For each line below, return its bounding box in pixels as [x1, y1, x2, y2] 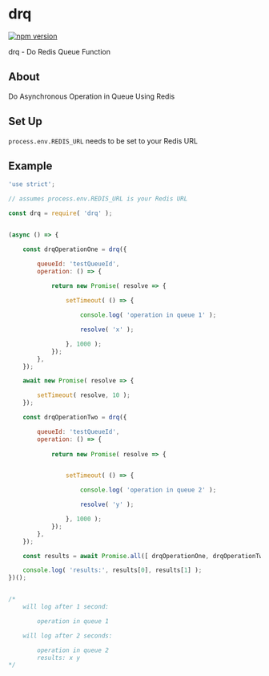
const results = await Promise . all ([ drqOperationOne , [22, 552, 210, 560]
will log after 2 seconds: [22, 631, 113, 640]
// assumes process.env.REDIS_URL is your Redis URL [8, 195, 188, 203]
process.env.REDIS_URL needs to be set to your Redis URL [8, 136, 199, 145]
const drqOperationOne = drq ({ [22, 245, 127, 253]
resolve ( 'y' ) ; [79, 500, 134, 509]
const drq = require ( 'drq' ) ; [8, 209, 113, 217]
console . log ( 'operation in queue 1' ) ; [79, 311, 217, 319]
